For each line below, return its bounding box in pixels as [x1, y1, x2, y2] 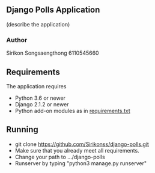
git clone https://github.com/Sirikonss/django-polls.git [14, 141, 149, 148]
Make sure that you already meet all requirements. [14, 147, 139, 154]
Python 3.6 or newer [14, 94, 66, 102]
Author [6, 35, 28, 44]
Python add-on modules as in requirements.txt [14, 107, 130, 114]
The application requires [6, 82, 67, 90]
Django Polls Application [6, 5, 100, 15]
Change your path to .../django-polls [14, 153, 105, 160]
